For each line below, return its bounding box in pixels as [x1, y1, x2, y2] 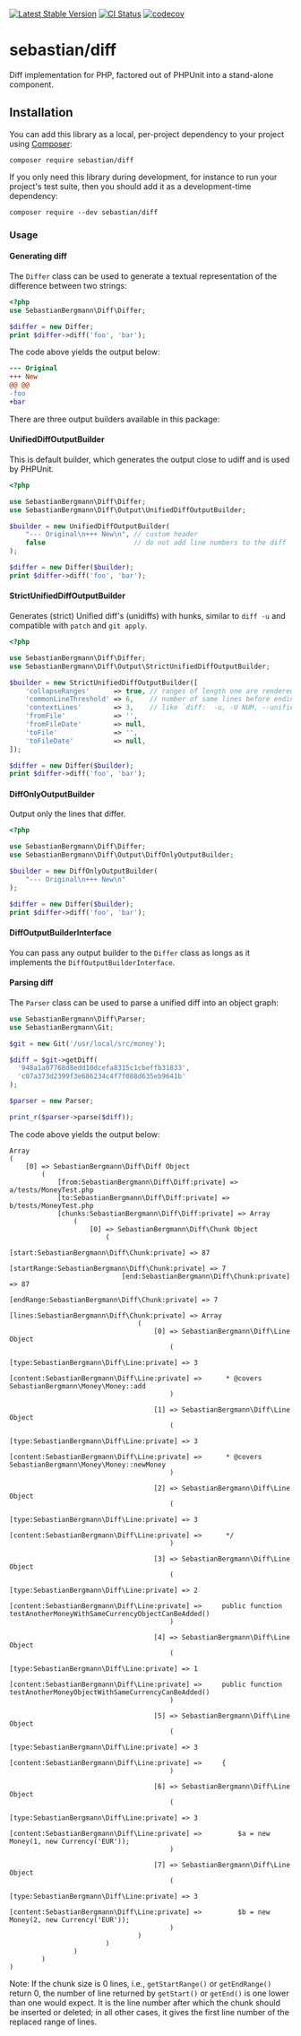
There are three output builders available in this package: [9, 413, 220, 424]
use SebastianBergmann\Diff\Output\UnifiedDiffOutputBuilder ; [9, 505, 246, 515]
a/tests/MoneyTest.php [9, 1185, 94, 1195]
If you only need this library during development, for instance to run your [9, 171, 278, 182]
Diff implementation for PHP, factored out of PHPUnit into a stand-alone [9, 69, 274, 80]
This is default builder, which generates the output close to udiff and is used [9, 454, 290, 465]
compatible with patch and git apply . [9, 620, 148, 631]
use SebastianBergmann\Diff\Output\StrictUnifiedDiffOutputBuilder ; [9, 662, 271, 671]
